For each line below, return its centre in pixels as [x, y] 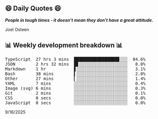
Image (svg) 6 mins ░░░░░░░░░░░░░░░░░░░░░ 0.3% [75, 88]
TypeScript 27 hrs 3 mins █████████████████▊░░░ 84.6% [75, 59]
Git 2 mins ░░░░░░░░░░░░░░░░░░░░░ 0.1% [75, 93]
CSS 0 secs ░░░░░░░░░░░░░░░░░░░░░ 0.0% [75, 98]
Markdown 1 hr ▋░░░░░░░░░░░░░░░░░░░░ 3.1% [75, 69]
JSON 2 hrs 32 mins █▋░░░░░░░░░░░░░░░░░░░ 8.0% [75, 64]
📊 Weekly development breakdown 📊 [64, 45]
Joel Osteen [17, 30]
